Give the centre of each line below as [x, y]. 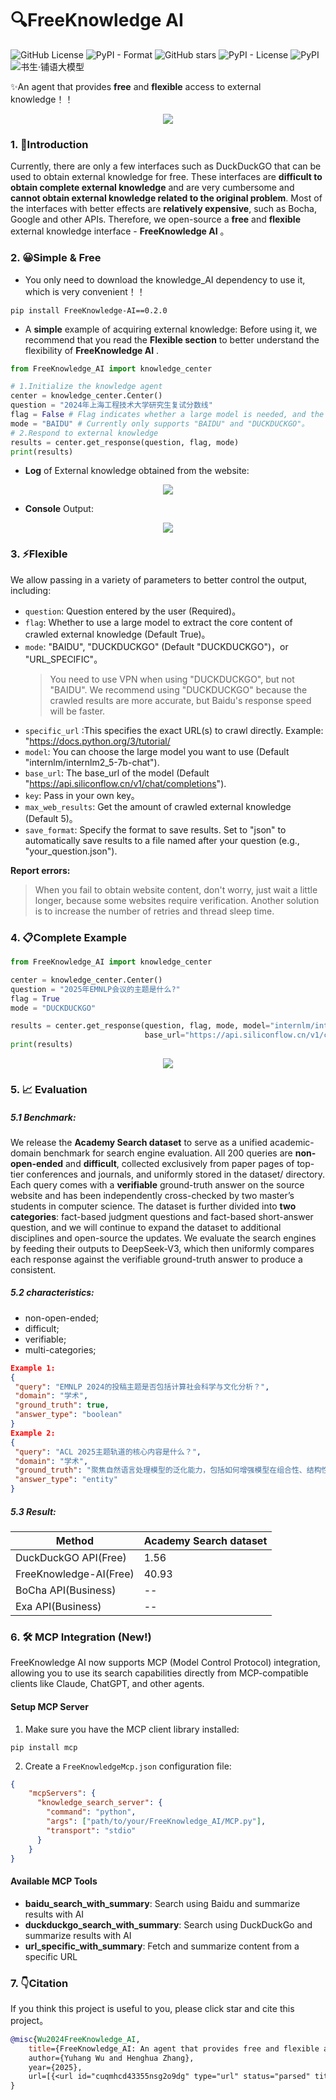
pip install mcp [44, 1747]
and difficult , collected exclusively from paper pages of [180, 1163]
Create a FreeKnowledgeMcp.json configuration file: [128, 1766]
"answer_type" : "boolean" [68, 1415]
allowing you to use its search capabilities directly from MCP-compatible [159, 1673]
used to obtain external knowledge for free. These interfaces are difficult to [166, 177]
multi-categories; [60, 1349]
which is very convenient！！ [85, 291]
